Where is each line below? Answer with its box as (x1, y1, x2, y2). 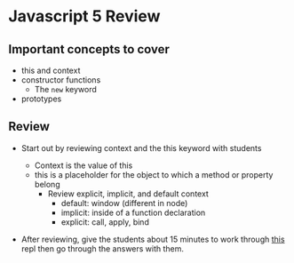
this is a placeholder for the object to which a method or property (34, 169, 274, 179)
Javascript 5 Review (8, 6, 161, 27)
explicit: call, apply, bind (60, 216, 150, 227)
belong (34, 179, 60, 189)
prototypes (20, 93, 62, 104)
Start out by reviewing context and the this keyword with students (20, 142, 262, 153)
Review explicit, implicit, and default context (47, 188, 210, 199)
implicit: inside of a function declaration (60, 207, 206, 218)
